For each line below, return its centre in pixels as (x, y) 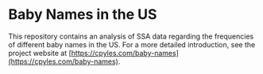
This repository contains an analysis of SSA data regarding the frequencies (131, 36)
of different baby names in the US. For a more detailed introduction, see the (132, 44)
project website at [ (40, 53)
